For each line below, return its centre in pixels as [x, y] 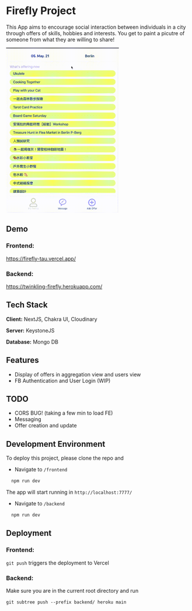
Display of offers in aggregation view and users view [78, 374]
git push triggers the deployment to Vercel [57, 563]
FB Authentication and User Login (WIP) [62, 381]
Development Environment [56, 444]
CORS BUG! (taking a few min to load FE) [64, 413]
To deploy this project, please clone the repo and [65, 458]
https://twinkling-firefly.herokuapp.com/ [54, 286]
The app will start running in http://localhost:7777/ [69, 492]
